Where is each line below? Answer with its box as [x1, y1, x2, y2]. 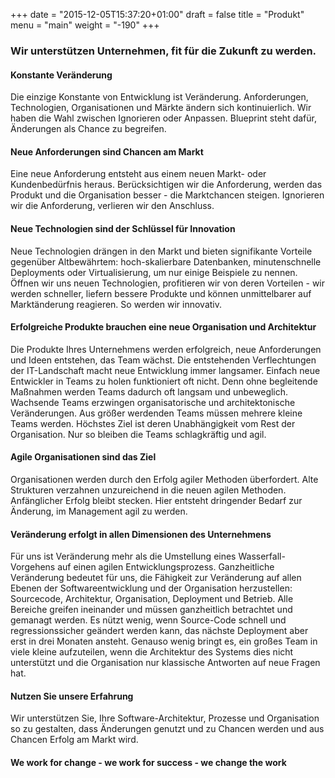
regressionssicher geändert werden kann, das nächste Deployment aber [10, 625, 309, 637]
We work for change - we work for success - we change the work [10, 756, 287, 768]
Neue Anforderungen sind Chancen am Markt [10, 145, 204, 158]
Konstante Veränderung [10, 69, 113, 81]
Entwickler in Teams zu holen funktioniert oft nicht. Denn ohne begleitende [10, 375, 318, 387]
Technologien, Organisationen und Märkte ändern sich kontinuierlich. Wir [10, 102, 312, 114]
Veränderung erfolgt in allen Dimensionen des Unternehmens [10, 528, 272, 540]
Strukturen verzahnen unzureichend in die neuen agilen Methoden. [10, 484, 287, 496]
